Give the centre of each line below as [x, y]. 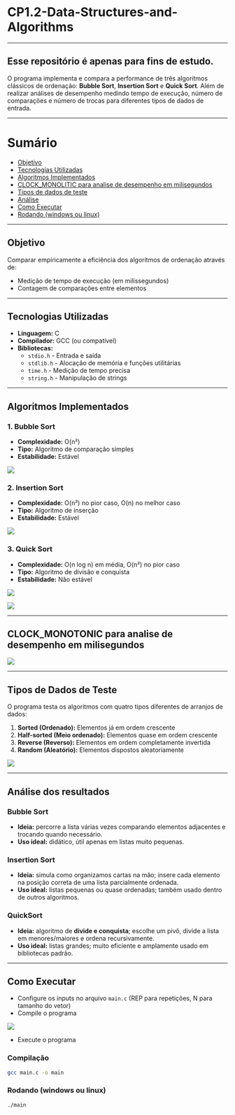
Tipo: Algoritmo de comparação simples [76, 449]
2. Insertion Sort [36, 488]
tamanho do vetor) [44, 1006]
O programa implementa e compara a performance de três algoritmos [108, 78]
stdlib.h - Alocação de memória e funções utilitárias [104, 363]
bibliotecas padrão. [45, 953]
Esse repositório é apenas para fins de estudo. [111, 61]
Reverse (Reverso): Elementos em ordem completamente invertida [114, 743]
